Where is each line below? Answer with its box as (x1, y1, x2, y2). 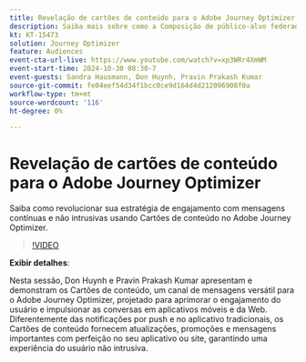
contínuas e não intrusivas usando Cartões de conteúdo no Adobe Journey (9, 213, 291, 224)
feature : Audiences (9, 47, 84, 56)
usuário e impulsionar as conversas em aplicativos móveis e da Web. (9, 304, 268, 315)
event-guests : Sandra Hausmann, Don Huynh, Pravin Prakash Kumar (9, 73, 262, 82)
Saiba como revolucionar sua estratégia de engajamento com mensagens (9, 203, 285, 214)
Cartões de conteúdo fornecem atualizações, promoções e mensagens (9, 324, 277, 335)
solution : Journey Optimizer (9, 38, 120, 48)
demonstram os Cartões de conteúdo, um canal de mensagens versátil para (9, 285, 294, 296)
